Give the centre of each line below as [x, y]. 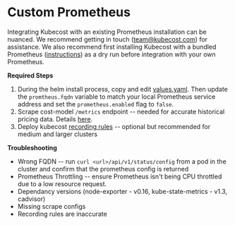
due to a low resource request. [62, 183]
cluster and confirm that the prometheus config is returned [103, 169]
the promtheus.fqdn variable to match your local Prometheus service [116, 97]
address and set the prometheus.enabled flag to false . [96, 104]
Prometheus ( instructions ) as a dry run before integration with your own [112, 54]
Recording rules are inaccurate [62, 214]
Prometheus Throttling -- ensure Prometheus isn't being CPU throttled [120, 176]
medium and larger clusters [57, 134]
